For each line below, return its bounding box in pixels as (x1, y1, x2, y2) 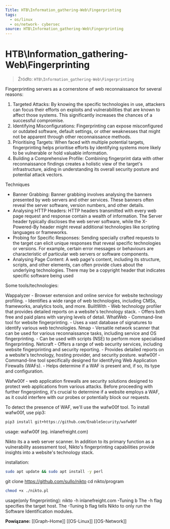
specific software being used (12, 273, 74, 279)
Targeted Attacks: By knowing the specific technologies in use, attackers (12, 101, 165, 108)
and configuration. (5, 368, 44, 375)
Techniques (5, 181, 30, 188)
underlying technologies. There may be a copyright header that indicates (12, 267, 165, 273)
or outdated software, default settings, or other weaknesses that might (12, 128, 161, 135)
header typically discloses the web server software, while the (12, 219, 141, 225)
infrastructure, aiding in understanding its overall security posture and (12, 166, 159, 172)
